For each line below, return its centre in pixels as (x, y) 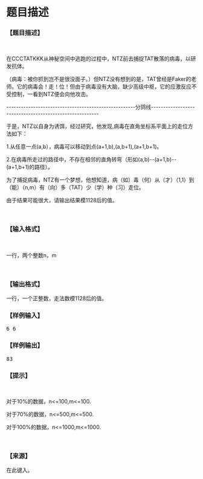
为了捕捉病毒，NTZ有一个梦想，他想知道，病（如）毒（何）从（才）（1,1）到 (100, 180)
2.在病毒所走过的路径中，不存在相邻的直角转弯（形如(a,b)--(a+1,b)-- (92, 159)
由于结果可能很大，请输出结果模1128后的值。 (62, 201)
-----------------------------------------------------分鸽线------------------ (101, 107)
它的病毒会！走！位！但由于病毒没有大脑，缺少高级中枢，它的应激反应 (104, 87)
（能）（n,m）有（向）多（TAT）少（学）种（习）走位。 (75, 187)
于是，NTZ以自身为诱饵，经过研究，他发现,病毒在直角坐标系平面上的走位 (97, 126)
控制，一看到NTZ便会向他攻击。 (51, 94)
